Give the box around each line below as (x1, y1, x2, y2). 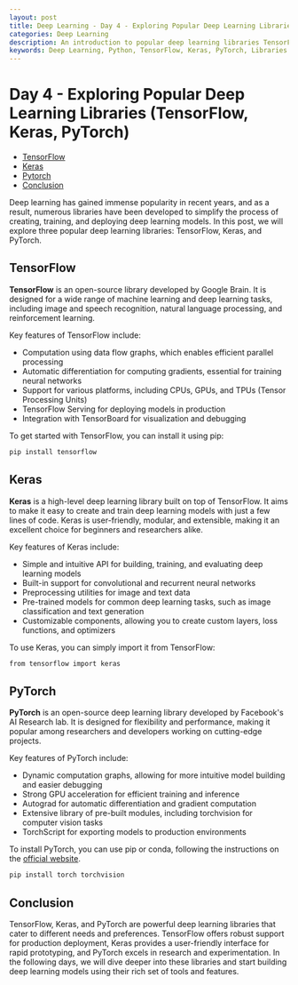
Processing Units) (21, 394, 88, 404)
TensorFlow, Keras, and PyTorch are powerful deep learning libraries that (9, 918, 277, 929)
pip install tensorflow (9, 447, 98, 456)
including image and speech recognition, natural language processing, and (9, 303, 283, 314)
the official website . (9, 853, 82, 864)
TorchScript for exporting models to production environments (21, 827, 247, 837)
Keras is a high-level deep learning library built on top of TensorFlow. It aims (9, 495, 288, 507)
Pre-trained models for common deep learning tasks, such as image (21, 597, 271, 607)
